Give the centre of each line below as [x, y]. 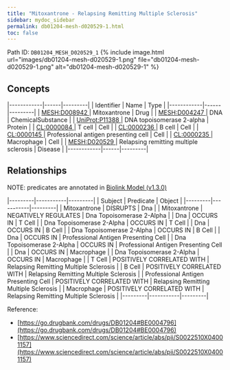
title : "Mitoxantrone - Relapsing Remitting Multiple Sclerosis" [102, 13]
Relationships [37, 171]
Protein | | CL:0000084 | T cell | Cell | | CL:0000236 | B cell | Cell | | [103, 127]
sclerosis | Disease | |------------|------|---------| [78, 150]
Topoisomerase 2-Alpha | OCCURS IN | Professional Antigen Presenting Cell [115, 245]
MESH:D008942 [64, 113]
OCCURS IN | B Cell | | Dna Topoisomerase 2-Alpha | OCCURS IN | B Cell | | [114, 230]
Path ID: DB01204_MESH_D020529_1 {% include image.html [86, 52]
